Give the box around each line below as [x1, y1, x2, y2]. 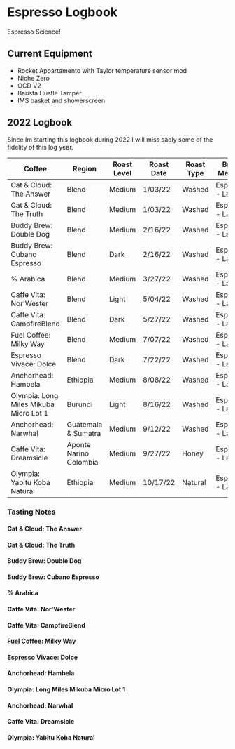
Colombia [66, 457, 99, 467]
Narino [66, 449, 90, 458]
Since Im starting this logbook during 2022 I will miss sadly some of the [7, 135, 213, 144]
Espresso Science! [7, 27, 61, 36]
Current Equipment [7, 48, 93, 60]
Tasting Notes [7, 507, 56, 517]
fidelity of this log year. [7, 142, 73, 151]
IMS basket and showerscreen [17, 96, 106, 105]
